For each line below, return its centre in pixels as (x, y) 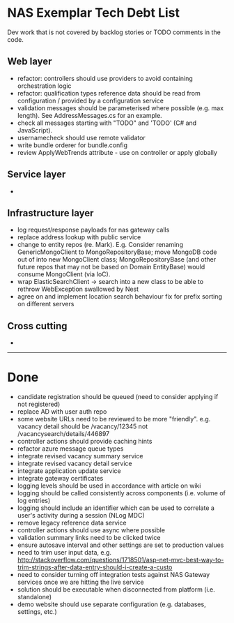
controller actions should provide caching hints (85, 442)
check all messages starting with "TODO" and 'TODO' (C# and (107, 123)
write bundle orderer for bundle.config (72, 145)
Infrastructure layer (50, 213)
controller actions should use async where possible (91, 530)
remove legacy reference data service (72, 523)
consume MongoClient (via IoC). (64, 274)
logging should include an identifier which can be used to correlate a (116, 508)
